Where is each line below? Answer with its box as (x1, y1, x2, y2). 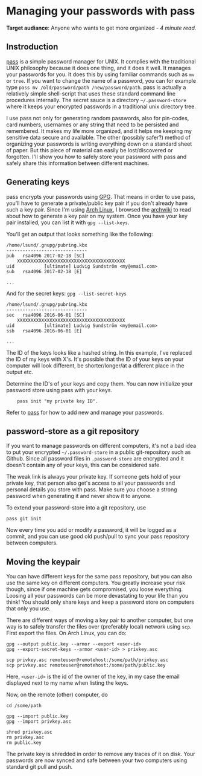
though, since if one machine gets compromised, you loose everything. (6, 586, 183, 593)
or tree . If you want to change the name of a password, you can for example (6, 77, 197, 84)
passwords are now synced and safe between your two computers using (6, 757, 188, 764)
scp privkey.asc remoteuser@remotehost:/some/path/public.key (6, 662, 166, 668)
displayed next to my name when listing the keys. (6, 679, 128, 687)
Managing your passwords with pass (6, 4, 195, 18)
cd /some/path (6, 703, 42, 709)
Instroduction (6, 42, 58, 52)
